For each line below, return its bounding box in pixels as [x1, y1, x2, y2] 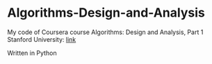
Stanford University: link [7, 35, 76, 43]
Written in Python [7, 49, 57, 57]
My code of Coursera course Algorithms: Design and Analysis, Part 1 [7, 28, 204, 36]
